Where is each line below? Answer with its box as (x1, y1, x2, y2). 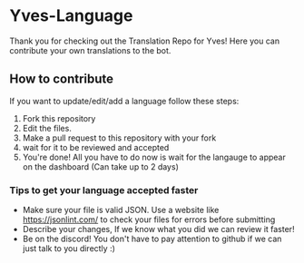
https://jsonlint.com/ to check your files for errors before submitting (22, 214, 276, 225)
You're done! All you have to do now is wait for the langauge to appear (22, 151, 286, 162)
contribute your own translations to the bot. (9, 44, 172, 55)
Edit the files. (22, 122, 73, 133)
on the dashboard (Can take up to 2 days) (22, 161, 179, 172)
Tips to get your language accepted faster (9, 183, 199, 196)
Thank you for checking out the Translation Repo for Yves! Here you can (9, 35, 279, 46)
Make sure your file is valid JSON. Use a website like (22, 205, 220, 216)
